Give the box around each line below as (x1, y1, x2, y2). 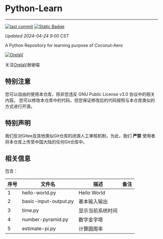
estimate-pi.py (22, 225, 56, 232)
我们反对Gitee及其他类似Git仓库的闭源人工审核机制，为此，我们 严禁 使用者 (5, 133, 155, 138)
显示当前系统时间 (78, 207, 118, 214)
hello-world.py (22, 189, 56, 196)
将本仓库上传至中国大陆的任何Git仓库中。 (5, 139, 87, 145)
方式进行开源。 (5, 103, 35, 109)
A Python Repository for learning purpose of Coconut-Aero (5, 42, 123, 48)
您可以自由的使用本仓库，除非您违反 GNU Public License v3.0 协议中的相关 (5, 91, 155, 97)
